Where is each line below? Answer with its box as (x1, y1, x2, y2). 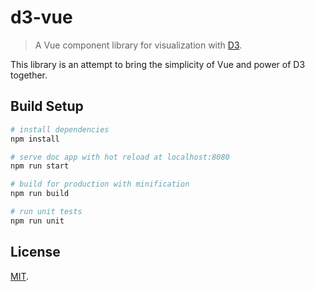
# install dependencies (10, 124, 110, 135)
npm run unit (10, 216, 65, 226)
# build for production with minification (10, 179, 190, 190)
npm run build (10, 189, 70, 199)
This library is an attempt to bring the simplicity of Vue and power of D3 (10, 58, 306, 70)
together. (10, 69, 48, 81)
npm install (10, 134, 60, 144)
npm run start (10, 161, 70, 171)
